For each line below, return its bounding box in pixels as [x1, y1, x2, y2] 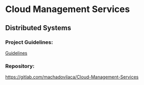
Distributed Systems [5, 24, 72, 32]
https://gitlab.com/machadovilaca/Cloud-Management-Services [5, 74, 139, 80]
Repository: [5, 62, 35, 69]
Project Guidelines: [5, 39, 53, 46]
